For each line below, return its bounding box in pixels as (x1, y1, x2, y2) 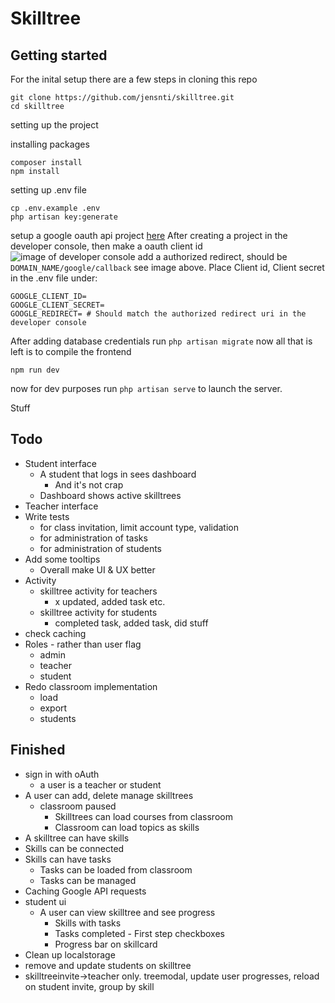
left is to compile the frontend (10, 346, 132, 357)
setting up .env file (10, 184, 87, 196)
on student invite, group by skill (24, 980, 155, 992)
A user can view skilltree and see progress (39, 906, 216, 918)
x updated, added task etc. (54, 595, 166, 607)
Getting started (10, 47, 108, 64)
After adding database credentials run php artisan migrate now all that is (10, 335, 313, 347)
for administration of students (39, 542, 162, 554)
